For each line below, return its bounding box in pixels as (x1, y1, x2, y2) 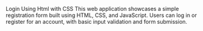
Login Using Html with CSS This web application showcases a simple (5, 5, 179, 12)
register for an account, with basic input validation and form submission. (5, 18, 187, 25)
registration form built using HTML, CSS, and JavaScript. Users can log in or (5, 12, 198, 19)
